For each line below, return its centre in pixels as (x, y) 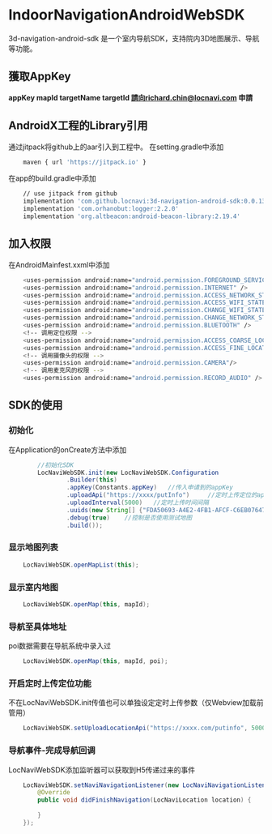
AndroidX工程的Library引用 (78, 126)
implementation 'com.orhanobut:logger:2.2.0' (101, 209)
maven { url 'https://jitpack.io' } (85, 162)
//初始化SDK (56, 465)
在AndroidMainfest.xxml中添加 (59, 264)
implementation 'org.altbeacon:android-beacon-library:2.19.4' (132, 216)
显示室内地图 (34, 587)
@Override (54, 793)
